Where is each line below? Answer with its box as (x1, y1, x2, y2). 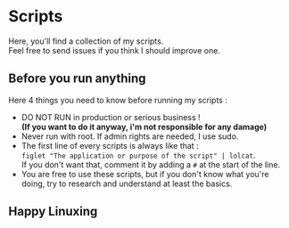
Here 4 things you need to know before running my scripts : (8, 94, 228, 105)
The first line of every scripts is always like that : (21, 140, 199, 151)
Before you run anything (8, 71, 146, 86)
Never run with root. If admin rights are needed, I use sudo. (21, 131, 239, 142)
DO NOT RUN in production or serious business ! (21, 111, 202, 122)
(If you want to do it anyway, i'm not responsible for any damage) (21, 121, 268, 132)
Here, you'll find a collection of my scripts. (8, 36, 164, 46)
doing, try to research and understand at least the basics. (21, 178, 233, 189)
